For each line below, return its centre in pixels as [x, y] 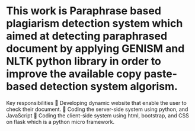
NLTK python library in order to [84, 61]
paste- [161, 74]
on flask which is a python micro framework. [60, 122]
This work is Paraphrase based [84, 11]
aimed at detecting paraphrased [87, 36]
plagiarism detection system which [95, 23]
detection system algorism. [108, 87]
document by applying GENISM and [95, 49]
